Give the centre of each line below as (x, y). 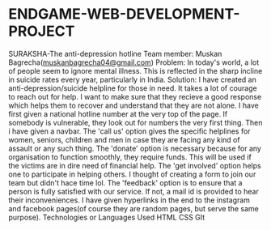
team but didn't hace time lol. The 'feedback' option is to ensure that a (125, 182)
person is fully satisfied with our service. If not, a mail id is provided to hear (133, 191)
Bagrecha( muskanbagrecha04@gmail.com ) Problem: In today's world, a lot (134, 62)
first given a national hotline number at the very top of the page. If (118, 113)
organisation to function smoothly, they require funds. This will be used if (130, 157)
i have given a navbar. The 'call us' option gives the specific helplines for (129, 131)
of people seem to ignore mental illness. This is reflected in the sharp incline (135, 70)
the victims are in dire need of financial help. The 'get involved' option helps (135, 165)
